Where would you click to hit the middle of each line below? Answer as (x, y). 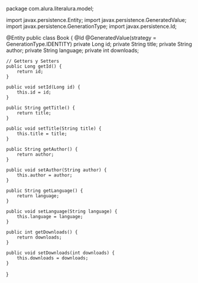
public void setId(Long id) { (43, 87)
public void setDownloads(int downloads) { (61, 253)
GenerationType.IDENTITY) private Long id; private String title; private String (99, 44)
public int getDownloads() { (42, 232)
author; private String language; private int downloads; (72, 50)
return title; (34, 113)
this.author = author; (45, 175)
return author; (35, 155)
